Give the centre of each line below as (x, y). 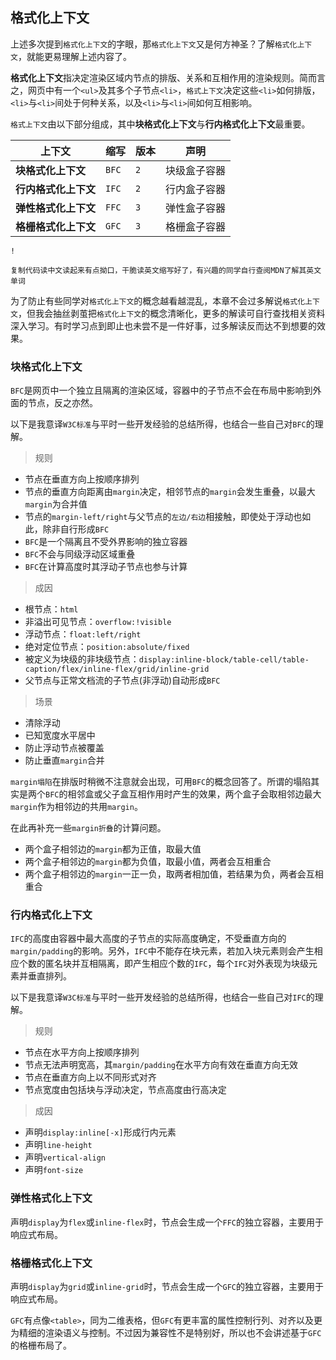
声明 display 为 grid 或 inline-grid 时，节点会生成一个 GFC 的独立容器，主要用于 (167, 1286)
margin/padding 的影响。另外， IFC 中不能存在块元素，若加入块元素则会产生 (162, 951)
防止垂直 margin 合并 (64, 760)
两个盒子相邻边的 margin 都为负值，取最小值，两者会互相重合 (148, 862)
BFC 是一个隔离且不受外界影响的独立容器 (106, 542)
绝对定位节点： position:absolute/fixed (107, 647)
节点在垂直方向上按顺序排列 (82, 479)
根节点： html (51, 609)
